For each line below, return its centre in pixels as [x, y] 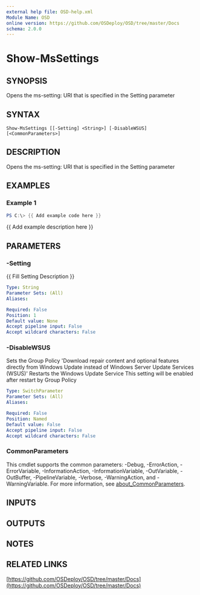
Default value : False [34, 424]
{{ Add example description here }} [50, 227]
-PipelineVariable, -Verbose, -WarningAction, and [94, 477]
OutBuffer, [19, 477]
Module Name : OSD [28, 18]
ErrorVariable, [24, 471]
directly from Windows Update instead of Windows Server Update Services [100, 367]
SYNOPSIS [27, 81]
